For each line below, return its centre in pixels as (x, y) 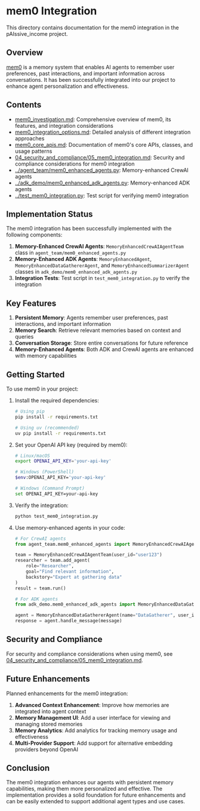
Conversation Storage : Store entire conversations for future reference (101, 343)
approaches (30, 138)
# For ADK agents (36, 599)
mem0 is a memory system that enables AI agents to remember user (90, 67)
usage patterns (33, 151)
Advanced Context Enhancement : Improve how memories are (92, 705)
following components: (34, 235)
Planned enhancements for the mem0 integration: (67, 693)
